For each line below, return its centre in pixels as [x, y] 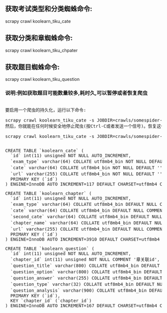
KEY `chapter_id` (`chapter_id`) [51, 301]
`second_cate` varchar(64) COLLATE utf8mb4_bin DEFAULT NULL [86, 217]
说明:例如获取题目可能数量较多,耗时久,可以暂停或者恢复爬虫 [77, 93]
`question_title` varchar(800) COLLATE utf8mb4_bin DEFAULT [85, 265]
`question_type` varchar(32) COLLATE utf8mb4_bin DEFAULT [83, 284]
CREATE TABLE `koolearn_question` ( [50, 249]
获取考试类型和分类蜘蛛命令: [49, 9]
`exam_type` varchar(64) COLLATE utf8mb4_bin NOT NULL [79, 161]
